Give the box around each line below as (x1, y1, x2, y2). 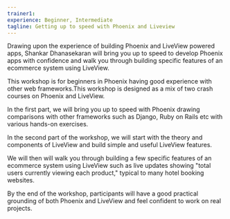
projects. (7, 204, 33, 213)
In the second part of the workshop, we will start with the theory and (7, 133, 203, 142)
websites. (7, 176, 35, 184)
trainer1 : (7, 10, 36, 17)
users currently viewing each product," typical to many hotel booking (7, 169, 204, 177)
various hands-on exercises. (7, 120, 89, 128)
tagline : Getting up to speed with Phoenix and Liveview (7, 23, 175, 30)
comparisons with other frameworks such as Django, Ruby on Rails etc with (7, 113, 223, 121)
